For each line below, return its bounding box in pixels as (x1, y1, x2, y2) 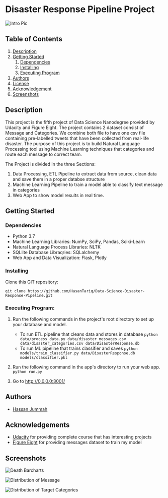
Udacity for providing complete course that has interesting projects (12, 434, 152, 440)
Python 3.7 (12, 233, 35, 239)
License (12, 80, 29, 86)
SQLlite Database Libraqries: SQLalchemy (12, 250, 100, 256)
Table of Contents (5, 35, 63, 43)
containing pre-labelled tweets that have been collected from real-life (5, 135, 149, 141)
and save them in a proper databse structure (12, 176, 105, 182)
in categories (12, 186, 40, 193)
